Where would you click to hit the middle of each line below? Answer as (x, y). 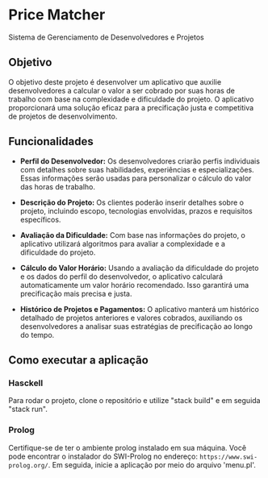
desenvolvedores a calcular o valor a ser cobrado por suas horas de (122, 90)
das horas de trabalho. (57, 186)
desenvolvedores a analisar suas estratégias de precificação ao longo (136, 326)
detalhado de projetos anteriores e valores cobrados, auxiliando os (131, 318)
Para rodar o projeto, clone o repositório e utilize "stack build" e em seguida (134, 401)
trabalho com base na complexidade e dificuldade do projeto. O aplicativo (131, 99)
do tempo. (37, 335)
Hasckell (26, 383)
